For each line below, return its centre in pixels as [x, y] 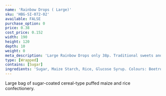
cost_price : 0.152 [24, 32]
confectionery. [20, 88]
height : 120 [17, 42]
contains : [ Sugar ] [24, 64]
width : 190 [16, 37]
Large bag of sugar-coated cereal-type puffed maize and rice [68, 83]
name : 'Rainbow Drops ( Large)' [38, 10]
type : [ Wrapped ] [22, 60]
